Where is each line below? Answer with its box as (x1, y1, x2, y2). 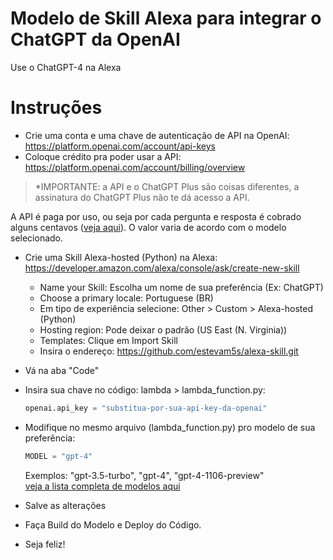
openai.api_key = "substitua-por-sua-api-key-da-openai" (24, 403, 268, 413)
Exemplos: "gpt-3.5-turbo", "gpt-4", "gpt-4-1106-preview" (24, 469, 265, 481)
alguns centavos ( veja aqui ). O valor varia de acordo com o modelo (10, 221, 287, 233)
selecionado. (10, 232, 64, 244)
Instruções (10, 97, 103, 119)
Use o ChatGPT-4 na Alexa (10, 61, 122, 73)
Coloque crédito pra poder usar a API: (24, 150, 182, 162)
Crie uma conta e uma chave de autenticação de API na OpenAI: (24, 129, 290, 141)
